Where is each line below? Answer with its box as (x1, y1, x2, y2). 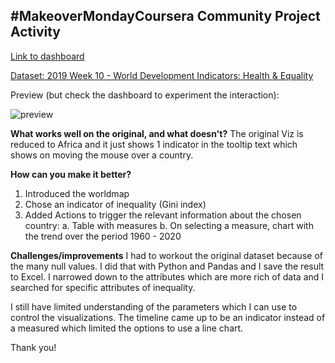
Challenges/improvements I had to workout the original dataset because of (10, 249, 323, 261)
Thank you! (10, 341, 57, 353)
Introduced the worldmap (24, 187, 130, 199)
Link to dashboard (10, 50, 85, 62)
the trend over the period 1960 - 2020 (24, 230, 182, 242)
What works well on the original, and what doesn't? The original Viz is (10, 127, 304, 139)
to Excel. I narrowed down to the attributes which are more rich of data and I (10, 270, 325, 283)
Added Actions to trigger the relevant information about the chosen (24, 209, 302, 221)
